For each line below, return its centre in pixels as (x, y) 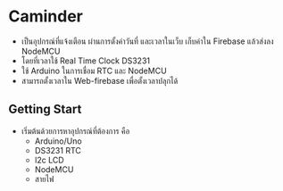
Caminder (46, 17)
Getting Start (45, 109)
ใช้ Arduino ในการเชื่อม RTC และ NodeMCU (94, 71)
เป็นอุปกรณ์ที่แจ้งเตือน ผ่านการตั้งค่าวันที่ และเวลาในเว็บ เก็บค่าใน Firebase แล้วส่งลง (147, 41)
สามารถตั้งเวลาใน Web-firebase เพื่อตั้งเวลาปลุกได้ (100, 80)
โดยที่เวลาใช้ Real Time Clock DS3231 (86, 61)
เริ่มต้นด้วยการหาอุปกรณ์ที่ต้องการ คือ (75, 130)
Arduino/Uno (58, 141)
